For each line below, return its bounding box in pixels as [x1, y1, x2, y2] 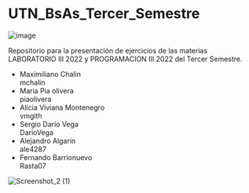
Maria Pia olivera [19, 86, 75, 95]
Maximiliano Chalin [19, 69, 81, 78]
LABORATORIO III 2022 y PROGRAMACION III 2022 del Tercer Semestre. [8, 54, 243, 64]
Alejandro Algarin [19, 136, 76, 145]
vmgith [19, 111, 42, 120]
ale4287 [19, 144, 47, 154]
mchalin [19, 78, 46, 87]
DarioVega [19, 127, 53, 137]
